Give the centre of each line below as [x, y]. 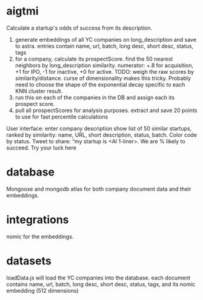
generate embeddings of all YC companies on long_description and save [106, 39]
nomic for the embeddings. [40, 236]
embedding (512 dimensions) [42, 290]
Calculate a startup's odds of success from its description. [79, 28]
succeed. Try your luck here [42, 148]
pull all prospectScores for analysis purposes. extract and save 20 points [106, 110]
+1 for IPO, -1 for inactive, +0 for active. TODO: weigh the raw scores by [105, 71]
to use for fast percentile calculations [62, 117]
